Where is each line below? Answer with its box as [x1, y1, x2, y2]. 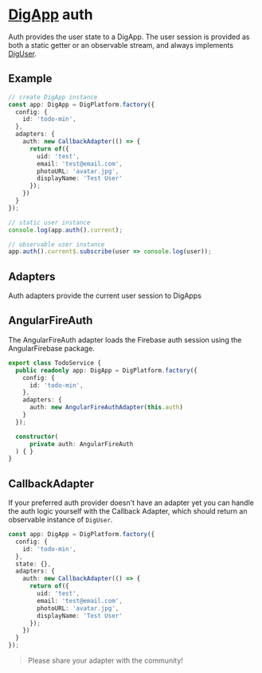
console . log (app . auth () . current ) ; [8, 225, 123, 234]
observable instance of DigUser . [8, 515, 113, 525]
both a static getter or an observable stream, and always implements [8, 40, 233, 49]
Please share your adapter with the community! [27, 655, 183, 666]
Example [8, 72, 53, 85]
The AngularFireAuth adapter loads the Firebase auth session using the [8, 335, 242, 344]
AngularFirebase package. [8, 343, 96, 353]
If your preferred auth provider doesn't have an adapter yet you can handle [8, 498, 255, 507]
